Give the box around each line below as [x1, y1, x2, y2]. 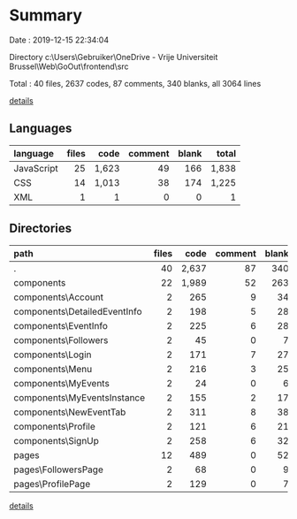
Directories [9, 221, 72, 236]
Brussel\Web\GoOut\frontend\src [9, 61, 130, 72]
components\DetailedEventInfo [13, 305, 143, 317]
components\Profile [13, 420, 95, 432]
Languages [9, 121, 72, 136]
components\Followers [13, 333, 109, 346]
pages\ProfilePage [13, 477, 91, 490]
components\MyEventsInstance [13, 391, 146, 403]
